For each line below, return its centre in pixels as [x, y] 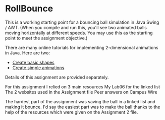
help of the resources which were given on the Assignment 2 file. [72, 112]
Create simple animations [38, 68]
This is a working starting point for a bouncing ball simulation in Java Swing [82, 22]
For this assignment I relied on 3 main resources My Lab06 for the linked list [82, 86]
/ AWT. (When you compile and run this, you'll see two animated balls [76, 27]
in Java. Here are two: [27, 53]
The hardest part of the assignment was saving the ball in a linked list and [80, 101]
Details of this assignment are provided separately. [57, 77]
